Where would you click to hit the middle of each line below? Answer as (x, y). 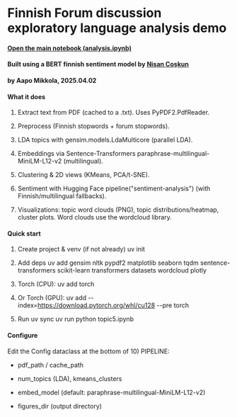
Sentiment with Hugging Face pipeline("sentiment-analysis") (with (114, 188)
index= (28, 305)
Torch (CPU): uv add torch (56, 284)
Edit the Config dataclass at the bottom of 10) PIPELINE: (88, 351)
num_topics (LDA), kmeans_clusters (70, 378)
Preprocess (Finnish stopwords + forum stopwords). (93, 126)
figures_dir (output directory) (60, 406)
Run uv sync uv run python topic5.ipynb (76, 319)
